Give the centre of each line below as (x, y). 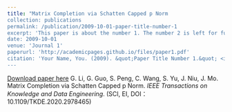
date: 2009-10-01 (32, 39)
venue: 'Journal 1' (35, 46)
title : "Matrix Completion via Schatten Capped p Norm (88, 13)
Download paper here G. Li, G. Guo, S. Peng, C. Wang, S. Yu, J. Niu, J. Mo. (113, 78)
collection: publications (44, 20)
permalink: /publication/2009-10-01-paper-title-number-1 (92, 26)
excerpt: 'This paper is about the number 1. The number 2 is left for (112, 33)
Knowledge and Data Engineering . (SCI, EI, (68, 93)
